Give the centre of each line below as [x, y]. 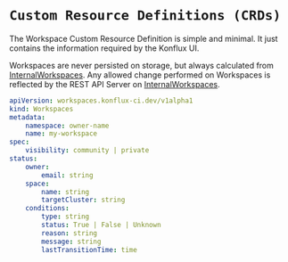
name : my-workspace [62, 134]
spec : [19, 142]
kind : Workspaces [41, 109]
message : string [71, 242]
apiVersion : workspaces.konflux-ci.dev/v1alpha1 [101, 101]
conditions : [47, 209]
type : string [66, 217]
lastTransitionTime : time [90, 250]
